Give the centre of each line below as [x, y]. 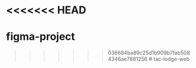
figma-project [41, 37]
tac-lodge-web [172, 59]
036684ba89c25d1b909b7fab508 [149, 53]
